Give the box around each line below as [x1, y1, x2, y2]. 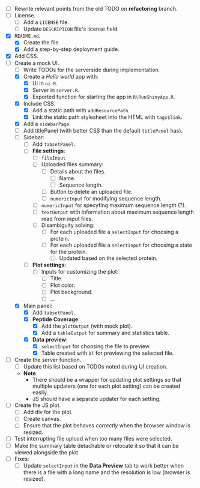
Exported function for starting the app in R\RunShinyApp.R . [32, 93, 175, 100]
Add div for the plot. [23, 408, 73, 416]
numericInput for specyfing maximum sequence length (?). [41, 201, 187, 209]
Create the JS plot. [14, 402, 61, 409]
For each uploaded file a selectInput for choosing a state [50, 241, 193, 249]
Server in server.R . [32, 86, 79, 94]
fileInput [41, 155, 66, 161]
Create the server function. [14, 357, 82, 364]
